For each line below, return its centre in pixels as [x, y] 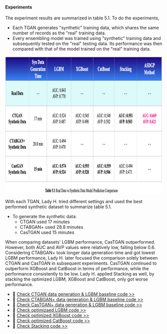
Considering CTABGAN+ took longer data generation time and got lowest [80, 253]
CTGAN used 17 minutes [45, 222]
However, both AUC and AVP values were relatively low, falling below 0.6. [80, 248]
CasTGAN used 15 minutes [47, 233]
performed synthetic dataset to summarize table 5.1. [59, 207]
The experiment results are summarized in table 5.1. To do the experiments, [82, 18]
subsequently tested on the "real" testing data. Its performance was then [87, 44]
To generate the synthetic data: [45, 217]
